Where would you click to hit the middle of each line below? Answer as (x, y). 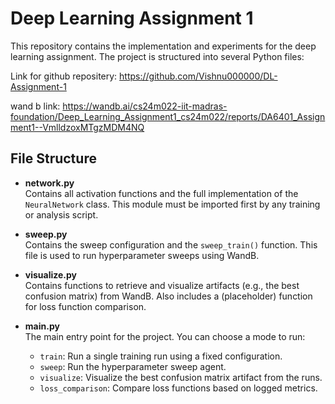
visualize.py (51, 274)
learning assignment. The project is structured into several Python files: (157, 56)
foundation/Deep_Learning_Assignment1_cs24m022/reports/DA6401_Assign (168, 116)
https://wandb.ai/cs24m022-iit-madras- (145, 106)
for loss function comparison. (85, 306)
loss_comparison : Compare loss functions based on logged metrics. (178, 388)
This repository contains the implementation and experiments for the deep (163, 46)
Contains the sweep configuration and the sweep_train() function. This (171, 244)
